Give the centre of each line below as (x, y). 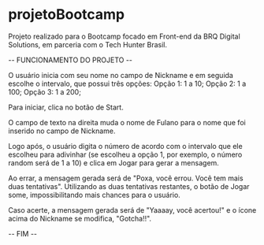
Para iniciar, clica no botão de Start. (66, 107)
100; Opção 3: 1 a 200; (45, 91)
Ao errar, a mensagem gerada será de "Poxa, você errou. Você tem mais (126, 178)
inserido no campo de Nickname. (62, 131)
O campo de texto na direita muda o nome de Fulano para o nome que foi (127, 122)
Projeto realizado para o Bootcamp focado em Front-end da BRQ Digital (124, 36)
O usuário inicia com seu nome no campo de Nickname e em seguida (121, 75)
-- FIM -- (23, 233)
